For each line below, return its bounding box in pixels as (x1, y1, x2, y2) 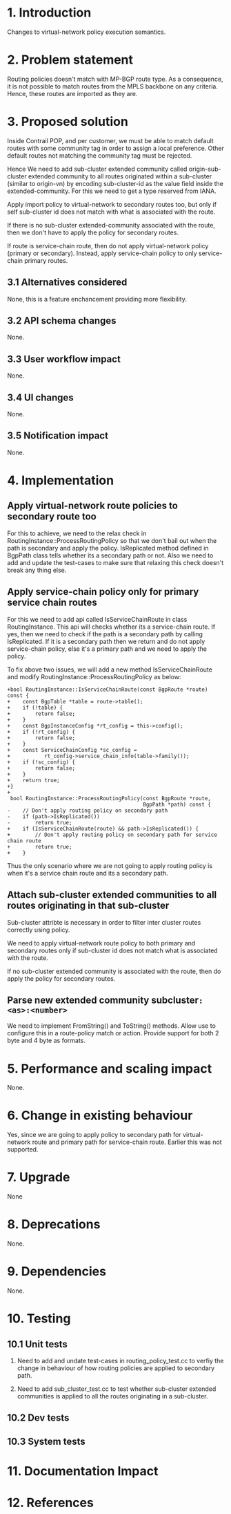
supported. (7, 1145, 39, 1154)
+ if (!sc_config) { (7, 759, 76, 766)
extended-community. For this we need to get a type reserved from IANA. (7, 187, 217, 195)
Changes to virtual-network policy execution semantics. (7, 28, 166, 36)
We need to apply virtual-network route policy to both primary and (7, 939, 196, 947)
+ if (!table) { (7, 704, 63, 711)
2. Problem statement (7, 52, 133, 68)
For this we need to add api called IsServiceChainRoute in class (7, 615, 188, 623)
